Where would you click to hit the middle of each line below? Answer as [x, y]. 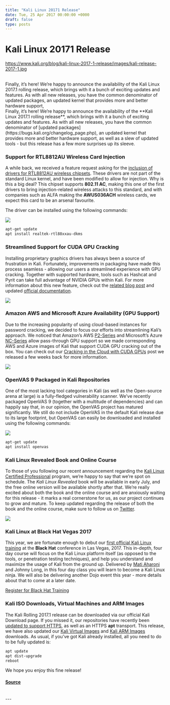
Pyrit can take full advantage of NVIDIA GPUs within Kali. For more [75, 280]
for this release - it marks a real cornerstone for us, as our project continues [84, 498]
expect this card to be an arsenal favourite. [50, 200]
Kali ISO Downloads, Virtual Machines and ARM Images [75, 604]
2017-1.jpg [16, 69]
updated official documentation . [39, 290]
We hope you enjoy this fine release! [43, 670]
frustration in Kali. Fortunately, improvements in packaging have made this [83, 263]
